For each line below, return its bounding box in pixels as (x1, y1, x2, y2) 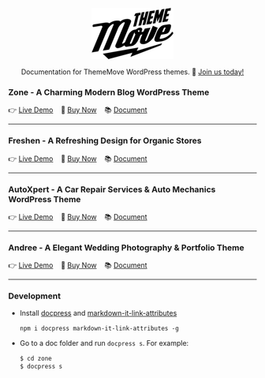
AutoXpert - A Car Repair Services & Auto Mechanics (8, 184, 216, 195)
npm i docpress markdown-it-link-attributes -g (19, 324, 179, 333)
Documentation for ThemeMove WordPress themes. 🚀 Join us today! (21, 67, 244, 77)
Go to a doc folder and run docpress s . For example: (19, 339, 189, 348)
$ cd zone (19, 355, 53, 363)
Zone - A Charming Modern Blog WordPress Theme (8, 87, 210, 98)
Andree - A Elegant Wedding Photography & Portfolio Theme (8, 241, 244, 253)
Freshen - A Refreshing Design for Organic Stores (8, 135, 202, 146)
